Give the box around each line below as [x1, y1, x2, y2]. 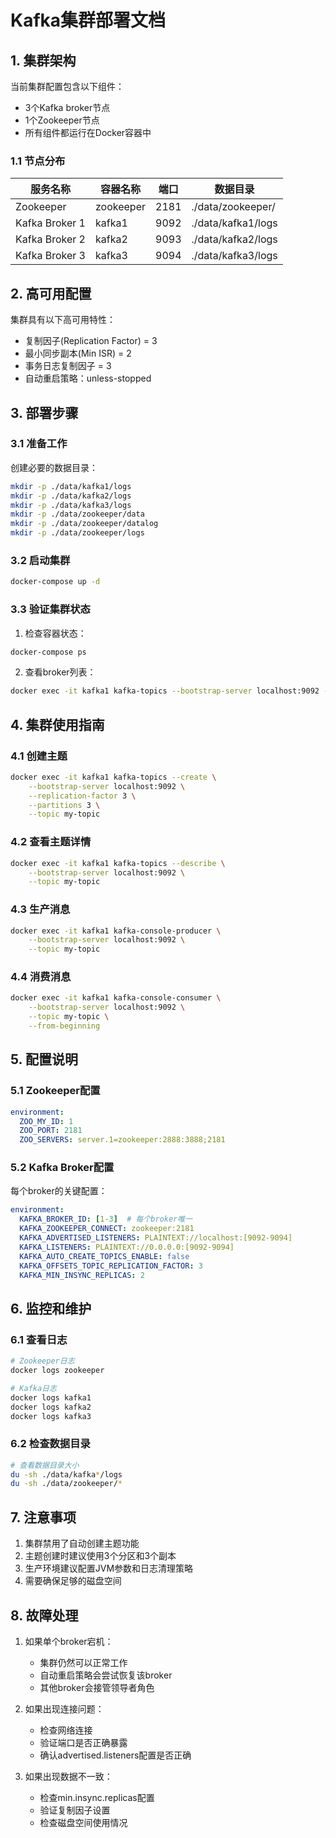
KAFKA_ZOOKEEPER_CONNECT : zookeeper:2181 [19, 1224, 195, 1234]
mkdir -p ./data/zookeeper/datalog [10, 519, 159, 529]
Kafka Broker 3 [15, 249, 86, 263]
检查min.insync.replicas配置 [39, 1791, 155, 1803]
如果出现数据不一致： [24, 1770, 113, 1782]
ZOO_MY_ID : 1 [19, 1116, 74, 1126]
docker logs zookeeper [10, 1366, 105, 1376]
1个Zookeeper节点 [24, 114, 100, 126]
